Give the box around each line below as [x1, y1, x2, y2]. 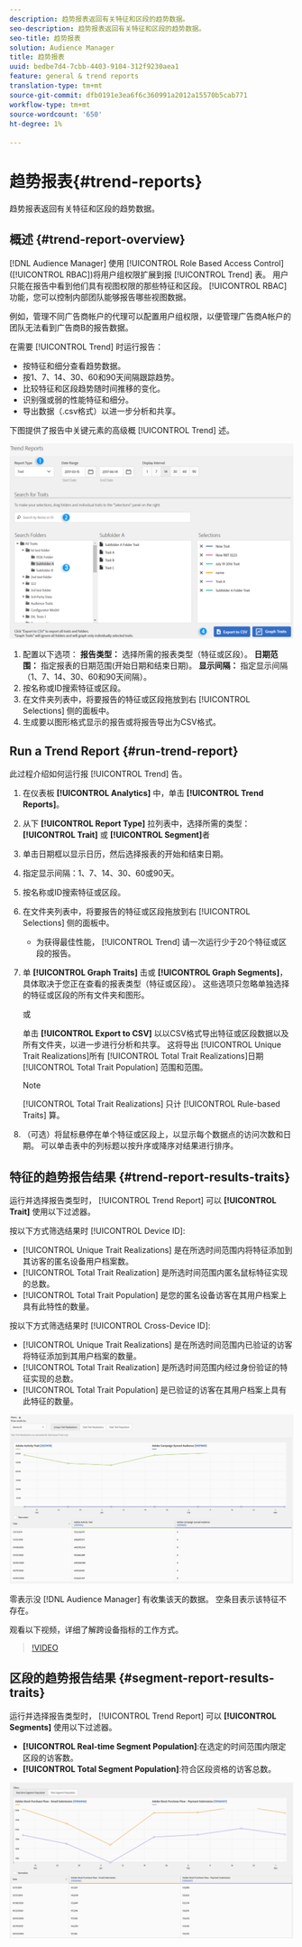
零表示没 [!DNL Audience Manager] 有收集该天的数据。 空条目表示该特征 [9, 1593, 279, 1604]
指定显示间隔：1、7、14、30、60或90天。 [22, 867, 179, 879]
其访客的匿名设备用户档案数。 [22, 1256, 133, 1266]
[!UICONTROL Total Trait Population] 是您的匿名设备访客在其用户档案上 [22, 1290, 287, 1300]
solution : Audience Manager [9, 43, 115, 52]
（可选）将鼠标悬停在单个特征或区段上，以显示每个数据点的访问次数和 [22, 1129, 284, 1140]
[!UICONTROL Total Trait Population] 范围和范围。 [22, 1062, 208, 1073]
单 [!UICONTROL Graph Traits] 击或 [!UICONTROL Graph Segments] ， [22, 967, 288, 978]
